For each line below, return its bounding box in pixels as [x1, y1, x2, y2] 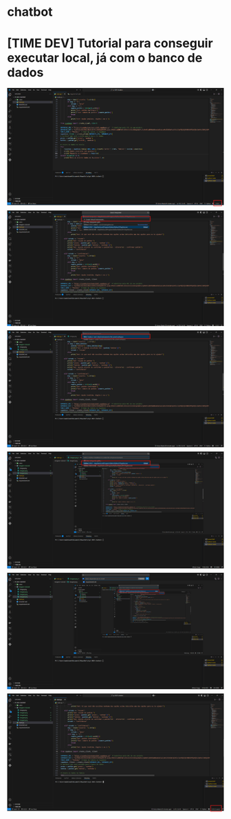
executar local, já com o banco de [7, 50, 203, 66]
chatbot [7, 4, 53, 20]
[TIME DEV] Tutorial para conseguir [7, 36, 213, 52]
